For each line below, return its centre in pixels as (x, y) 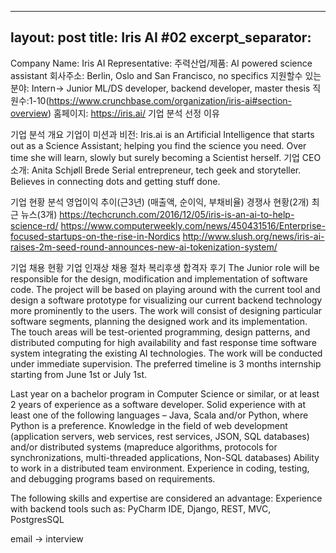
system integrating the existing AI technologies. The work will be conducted (166, 353)
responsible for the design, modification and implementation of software (159, 278)
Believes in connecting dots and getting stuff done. (115, 181)
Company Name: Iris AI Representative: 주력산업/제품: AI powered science (161, 63)
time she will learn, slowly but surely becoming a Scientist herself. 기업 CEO (166, 157)
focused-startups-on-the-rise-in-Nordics (95, 236)
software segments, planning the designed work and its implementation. (159, 321)
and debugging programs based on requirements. (113, 478)
